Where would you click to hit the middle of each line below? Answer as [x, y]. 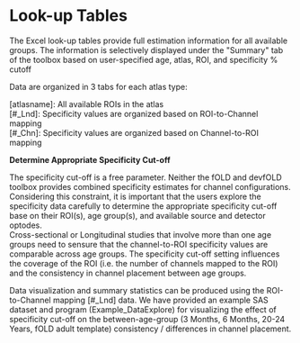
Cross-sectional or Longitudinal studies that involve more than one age [141, 234]
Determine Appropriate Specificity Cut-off [90, 159]
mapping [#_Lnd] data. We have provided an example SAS [161, 300]
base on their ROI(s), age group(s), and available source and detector [138, 215]
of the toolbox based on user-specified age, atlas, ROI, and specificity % [144, 59]
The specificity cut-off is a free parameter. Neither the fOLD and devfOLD [146, 177]
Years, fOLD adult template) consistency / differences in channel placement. [150, 329]
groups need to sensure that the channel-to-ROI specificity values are [139, 244]
